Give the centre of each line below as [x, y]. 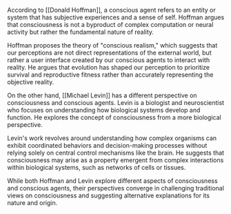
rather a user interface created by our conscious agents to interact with [109, 60]
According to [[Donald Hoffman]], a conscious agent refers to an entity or [111, 10]
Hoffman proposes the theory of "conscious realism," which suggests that [112, 45]
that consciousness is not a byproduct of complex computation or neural [110, 25]
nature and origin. [32, 203]
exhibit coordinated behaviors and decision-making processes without [107, 145]
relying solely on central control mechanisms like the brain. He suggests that [116, 153]
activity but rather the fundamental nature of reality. [80, 32]
